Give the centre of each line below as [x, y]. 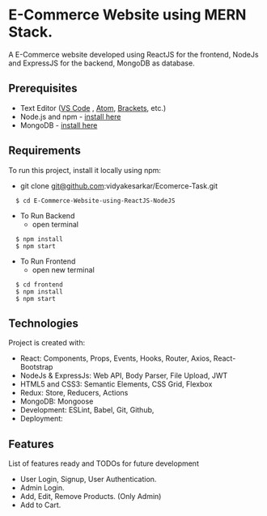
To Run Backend [47, 215]
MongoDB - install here [59, 125]
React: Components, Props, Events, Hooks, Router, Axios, [116, 358]
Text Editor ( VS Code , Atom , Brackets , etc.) [93, 108]
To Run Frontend [48, 261]
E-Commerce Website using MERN [127, 15]
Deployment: [41, 419]
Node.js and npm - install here [70, 116]
